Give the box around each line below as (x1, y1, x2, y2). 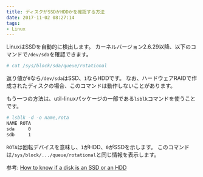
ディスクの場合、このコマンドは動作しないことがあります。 (27, 82, 176, 90)
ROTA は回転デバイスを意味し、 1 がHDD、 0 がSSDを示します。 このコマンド (6, 143, 190, 150)
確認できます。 (54, 51, 92, 58)
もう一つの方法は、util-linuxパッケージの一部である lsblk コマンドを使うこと (6, 95, 196, 102)
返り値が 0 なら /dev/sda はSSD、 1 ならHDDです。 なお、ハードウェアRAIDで (6, 75, 192, 82)
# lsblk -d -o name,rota (6, 115, 69, 121)
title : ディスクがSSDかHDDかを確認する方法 (6, 8, 105, 15)
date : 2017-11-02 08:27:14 (6, 15, 75, 21)
